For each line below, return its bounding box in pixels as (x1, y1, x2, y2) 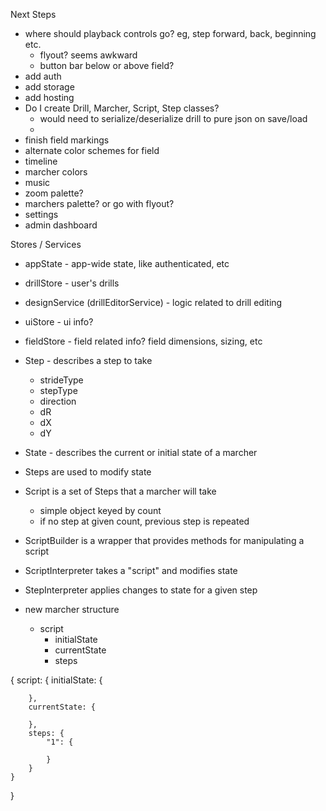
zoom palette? (24, 187, 84, 199)
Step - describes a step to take (24, 355, 153, 366)
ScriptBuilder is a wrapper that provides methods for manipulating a (24, 535, 305, 546)
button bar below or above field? (39, 60, 175, 71)
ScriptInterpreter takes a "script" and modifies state (24, 565, 238, 576)
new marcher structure (24, 604, 120, 615)
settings (24, 209, 59, 220)
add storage (24, 81, 75, 93)
